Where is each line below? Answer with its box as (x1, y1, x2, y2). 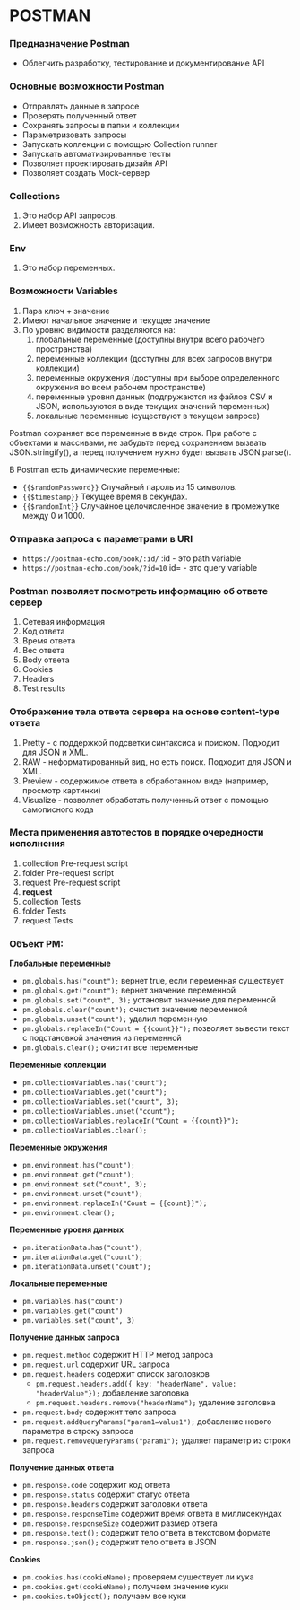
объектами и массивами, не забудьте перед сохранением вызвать (9, 437, 267, 448)
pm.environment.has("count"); (21, 1161, 136, 1170)
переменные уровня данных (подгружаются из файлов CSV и (35, 391, 273, 402)
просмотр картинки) (21, 784, 101, 795)
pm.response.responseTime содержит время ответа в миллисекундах (21, 1509, 282, 1519)
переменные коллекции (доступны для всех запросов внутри (35, 353, 273, 363)
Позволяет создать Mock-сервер (21, 167, 150, 178)
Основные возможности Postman (9, 80, 165, 92)
